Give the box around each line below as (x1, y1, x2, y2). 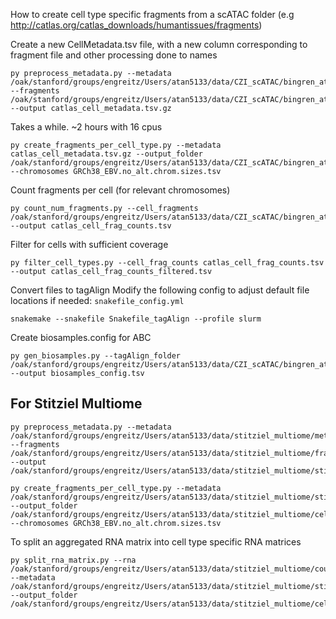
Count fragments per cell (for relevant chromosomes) (10, 184, 231, 196)
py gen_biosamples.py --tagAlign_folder (10, 351, 182, 361)
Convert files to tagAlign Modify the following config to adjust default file (10, 284, 310, 296)
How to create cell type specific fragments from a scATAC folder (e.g (10, 9, 295, 20)
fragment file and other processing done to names (10, 49, 218, 61)
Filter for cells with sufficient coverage (10, 239, 169, 250)
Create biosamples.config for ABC (10, 332, 152, 343)
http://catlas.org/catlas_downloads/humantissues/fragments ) (10, 19, 263, 31)
